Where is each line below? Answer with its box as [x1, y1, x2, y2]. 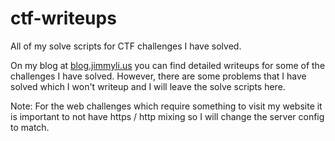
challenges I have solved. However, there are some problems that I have [10, 70, 307, 82]
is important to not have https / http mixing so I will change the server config [10, 110, 325, 122]
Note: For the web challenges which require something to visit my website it [10, 100, 323, 112]
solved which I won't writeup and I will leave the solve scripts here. [10, 80, 286, 92]
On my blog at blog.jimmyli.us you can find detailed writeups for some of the [10, 59, 326, 71]
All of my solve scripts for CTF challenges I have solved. [10, 40, 242, 52]
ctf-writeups [10, 7, 117, 30]
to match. [10, 121, 50, 133]
